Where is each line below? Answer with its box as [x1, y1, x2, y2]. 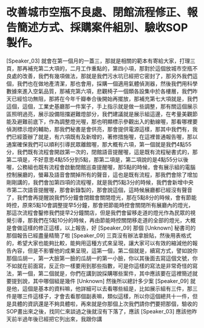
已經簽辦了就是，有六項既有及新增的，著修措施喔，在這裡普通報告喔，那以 [11, 133, 198, 140]
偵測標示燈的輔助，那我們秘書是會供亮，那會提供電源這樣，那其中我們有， [6, 125, 192, 132]
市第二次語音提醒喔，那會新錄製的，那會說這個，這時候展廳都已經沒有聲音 [6, 186, 192, 193]
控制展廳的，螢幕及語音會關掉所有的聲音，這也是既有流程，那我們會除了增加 [6, 171, 198, 178]
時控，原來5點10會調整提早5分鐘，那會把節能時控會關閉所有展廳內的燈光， [6, 201, 194, 208]
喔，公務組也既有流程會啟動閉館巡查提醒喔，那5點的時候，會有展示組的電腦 [6, 163, 196, 171]
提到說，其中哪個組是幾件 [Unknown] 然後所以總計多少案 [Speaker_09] [11, 277, 189, 284]
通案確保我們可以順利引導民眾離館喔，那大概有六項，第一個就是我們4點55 [6, 140, 192, 148]
